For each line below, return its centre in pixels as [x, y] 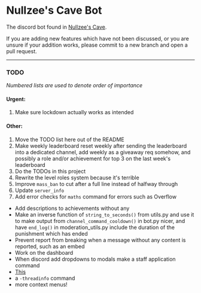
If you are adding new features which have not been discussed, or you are [98, 38]
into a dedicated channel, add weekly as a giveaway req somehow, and [103, 152]
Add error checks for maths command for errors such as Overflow [96, 196]
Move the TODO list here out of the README [69, 139]
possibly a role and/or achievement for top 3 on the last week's [93, 158]
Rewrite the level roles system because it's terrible [77, 178]
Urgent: [16, 99]
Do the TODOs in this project [50, 171]
